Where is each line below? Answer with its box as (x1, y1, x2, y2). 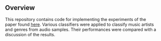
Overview (5, 4, 35, 12)
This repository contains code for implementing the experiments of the (5, 16, 146, 22)
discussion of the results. (5, 31, 56, 37)
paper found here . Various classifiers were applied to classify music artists (5, 21, 154, 27)
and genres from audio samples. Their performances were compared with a (5, 26, 157, 32)
